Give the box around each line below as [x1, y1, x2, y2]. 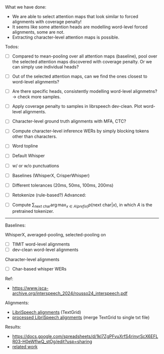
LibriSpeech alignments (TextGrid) [12, 309, 82, 315]
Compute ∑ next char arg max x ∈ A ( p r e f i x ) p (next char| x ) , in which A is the [12, 202, 153, 209]
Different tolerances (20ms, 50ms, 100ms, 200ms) [12, 182, 114, 188]
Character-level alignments [5, 256, 60, 262]
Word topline [12, 143, 38, 149]
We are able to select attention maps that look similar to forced [12, 14, 138, 19]
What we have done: [5, 4, 46, 10]
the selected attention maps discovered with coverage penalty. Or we [12, 59, 152, 65]
